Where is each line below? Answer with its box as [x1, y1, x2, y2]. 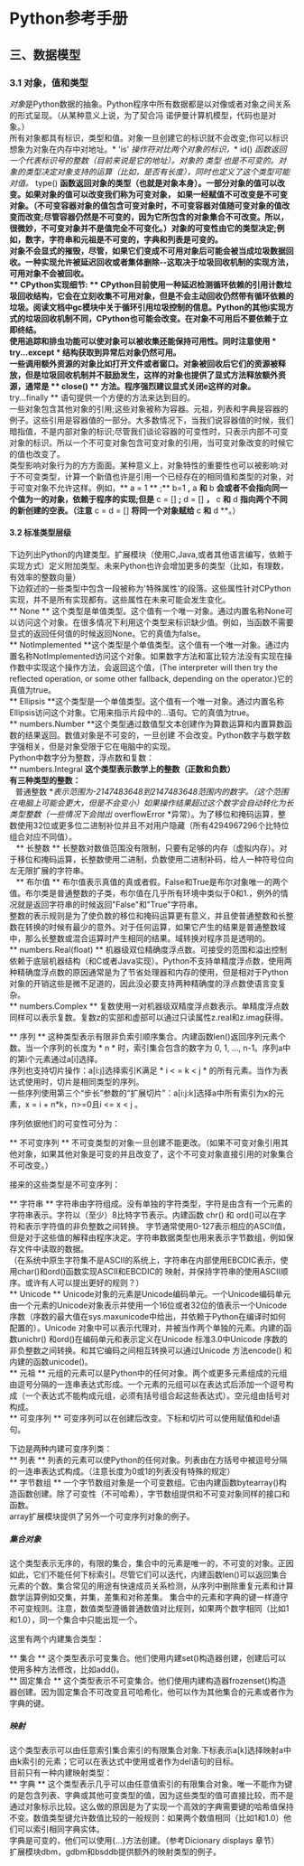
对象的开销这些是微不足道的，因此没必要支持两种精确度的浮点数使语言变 [9, 978, 278, 989]
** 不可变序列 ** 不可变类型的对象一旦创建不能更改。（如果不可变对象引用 [9, 1137, 281, 1148]
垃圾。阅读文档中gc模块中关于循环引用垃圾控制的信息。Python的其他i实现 [9, 302, 286, 313]
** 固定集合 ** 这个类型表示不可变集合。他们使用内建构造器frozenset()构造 [9, 1675, 287, 1686]
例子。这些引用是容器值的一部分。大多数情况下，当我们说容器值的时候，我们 [9, 415, 294, 425]
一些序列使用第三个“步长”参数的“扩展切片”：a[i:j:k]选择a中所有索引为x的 [9, 1087, 277, 1098]
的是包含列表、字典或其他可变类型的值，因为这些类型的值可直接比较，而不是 [9, 1790, 294, 1801]
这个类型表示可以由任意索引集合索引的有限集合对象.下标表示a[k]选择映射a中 [9, 1745, 291, 1756]
